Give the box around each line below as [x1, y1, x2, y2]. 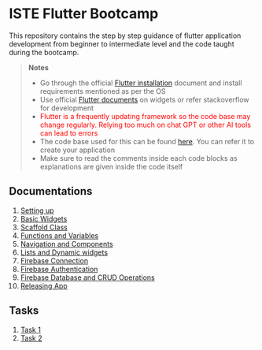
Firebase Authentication [20, 264, 98, 274]
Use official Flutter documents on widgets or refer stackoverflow [39, 95, 250, 104]
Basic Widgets [20, 214, 68, 223]
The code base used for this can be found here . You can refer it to [39, 136, 255, 146]
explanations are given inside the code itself [39, 162, 183, 171]
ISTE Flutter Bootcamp [9, 5, 159, 23]
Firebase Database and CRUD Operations [20, 273, 156, 282]
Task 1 [20, 325, 42, 334]
